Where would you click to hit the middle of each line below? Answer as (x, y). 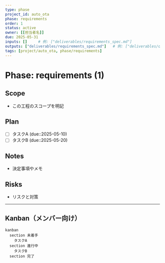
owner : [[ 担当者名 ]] (25, 33)
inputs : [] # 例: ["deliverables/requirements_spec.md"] (69, 42)
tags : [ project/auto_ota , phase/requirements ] (54, 51)
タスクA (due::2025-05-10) (40, 134)
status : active (21, 28)
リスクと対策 (25, 197)
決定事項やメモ (27, 168)
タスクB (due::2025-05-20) (40, 140)
